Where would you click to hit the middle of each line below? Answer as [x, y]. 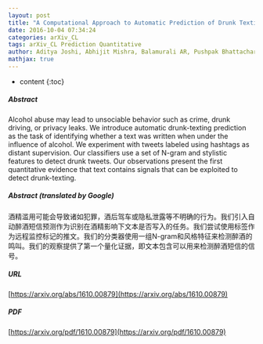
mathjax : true [31, 60]
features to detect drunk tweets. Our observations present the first [115, 161]
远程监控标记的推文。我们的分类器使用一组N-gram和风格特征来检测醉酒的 [133, 236]
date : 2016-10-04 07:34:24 [52, 30]
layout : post [29, 15]
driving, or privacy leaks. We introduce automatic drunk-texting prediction [127, 127]
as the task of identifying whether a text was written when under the [118, 136]
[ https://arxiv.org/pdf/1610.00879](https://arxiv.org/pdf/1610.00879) [117, 331]
